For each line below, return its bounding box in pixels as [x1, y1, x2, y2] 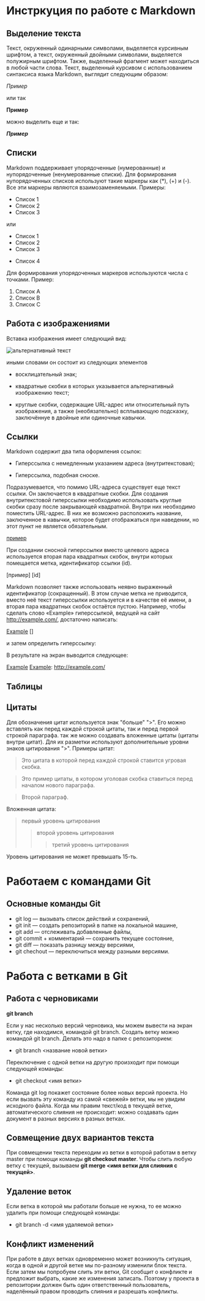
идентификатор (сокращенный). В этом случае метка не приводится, [6, 590, 188, 597]
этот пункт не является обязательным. [6, 522, 108, 530]
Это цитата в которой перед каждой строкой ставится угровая [21, 756, 187, 764]
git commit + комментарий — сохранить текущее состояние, [15, 934, 174, 942]
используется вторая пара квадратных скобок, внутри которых [6, 553, 173, 561]
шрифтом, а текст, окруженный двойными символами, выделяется [6, 51, 182, 58]
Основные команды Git [6, 899, 101, 909]
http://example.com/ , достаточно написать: [6, 616, 118, 623]
